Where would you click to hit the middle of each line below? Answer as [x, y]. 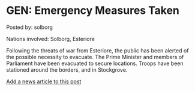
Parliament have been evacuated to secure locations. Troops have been [95, 63]
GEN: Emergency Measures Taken [93, 11]
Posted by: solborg [29, 27]
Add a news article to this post [44, 81]
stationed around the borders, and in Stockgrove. [67, 69]
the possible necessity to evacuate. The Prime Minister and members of [95, 57]
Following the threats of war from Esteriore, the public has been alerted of [97, 50]
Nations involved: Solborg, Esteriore [50, 39]
